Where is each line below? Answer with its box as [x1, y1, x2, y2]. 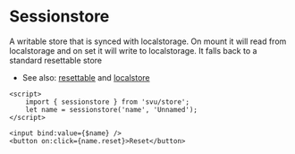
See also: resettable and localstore [21, 72, 150, 82]
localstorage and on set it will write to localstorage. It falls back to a [9, 45, 257, 56]
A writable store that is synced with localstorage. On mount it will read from [9, 36, 287, 47]
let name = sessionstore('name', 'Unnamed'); [25, 105, 198, 114]
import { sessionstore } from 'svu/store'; [25, 97, 190, 107]
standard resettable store [9, 55, 103, 65]
